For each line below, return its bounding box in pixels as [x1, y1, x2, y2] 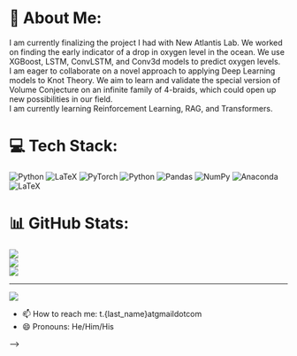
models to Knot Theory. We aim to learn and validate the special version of [9, 74, 281, 85]
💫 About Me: [9, 8, 103, 28]
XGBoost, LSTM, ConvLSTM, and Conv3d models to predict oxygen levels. [9, 56, 281, 66]
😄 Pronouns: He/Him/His [21, 321, 115, 331]
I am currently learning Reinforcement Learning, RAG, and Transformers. [9, 103, 273, 113]
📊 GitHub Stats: [9, 213, 130, 234]
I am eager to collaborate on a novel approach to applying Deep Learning [9, 66, 276, 76]
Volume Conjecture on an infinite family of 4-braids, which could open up [9, 84, 277, 95]
